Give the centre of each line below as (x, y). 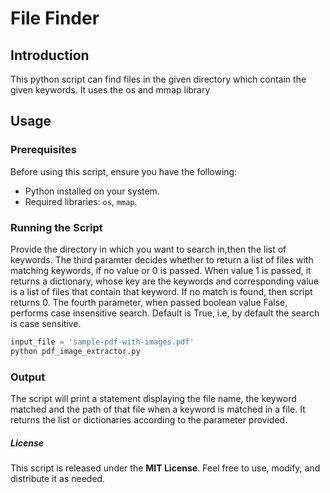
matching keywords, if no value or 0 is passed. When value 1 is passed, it (161, 270)
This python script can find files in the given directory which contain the (158, 79)
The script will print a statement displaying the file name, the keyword (153, 399)
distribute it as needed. (58, 478)
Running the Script (56, 227)
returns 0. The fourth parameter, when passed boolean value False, (149, 302)
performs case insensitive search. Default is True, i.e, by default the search (165, 313)
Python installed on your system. (92, 191)
